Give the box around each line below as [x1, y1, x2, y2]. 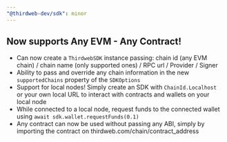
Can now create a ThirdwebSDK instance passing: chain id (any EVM [16, 54, 208, 62]
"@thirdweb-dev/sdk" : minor [6, 10, 88, 17]
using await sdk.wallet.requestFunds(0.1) [16, 112, 139, 121]
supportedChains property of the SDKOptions [16, 76, 141, 84]
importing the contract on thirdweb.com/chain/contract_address [16, 127, 199, 135]
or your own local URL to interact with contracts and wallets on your [16, 90, 210, 99]
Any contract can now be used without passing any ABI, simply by [16, 120, 205, 128]
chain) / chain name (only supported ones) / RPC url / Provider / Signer [16, 61, 218, 70]
